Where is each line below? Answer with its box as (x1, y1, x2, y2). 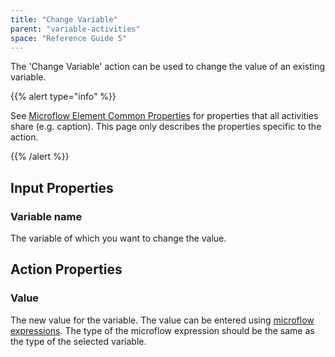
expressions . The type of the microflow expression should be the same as (10, 324, 315, 336)
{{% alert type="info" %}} (10, 91, 117, 103)
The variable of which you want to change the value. (10, 232, 227, 245)
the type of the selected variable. (10, 335, 147, 347)
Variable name (10, 209, 83, 223)
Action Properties (10, 261, 123, 278)
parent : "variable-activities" (10, 24, 141, 34)
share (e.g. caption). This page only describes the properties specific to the (10, 121, 322, 133)
